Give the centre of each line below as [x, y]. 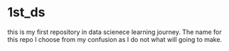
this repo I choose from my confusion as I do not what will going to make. [115, 39]
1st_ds [26, 12]
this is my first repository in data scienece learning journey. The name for [114, 32]
